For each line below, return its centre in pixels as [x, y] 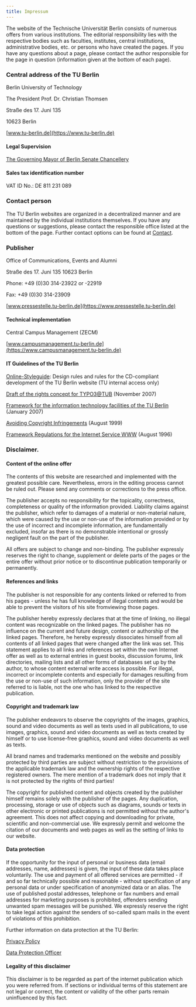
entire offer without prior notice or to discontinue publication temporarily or [97, 562]
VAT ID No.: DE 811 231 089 [39, 186]
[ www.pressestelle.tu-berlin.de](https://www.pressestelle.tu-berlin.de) [91, 306]
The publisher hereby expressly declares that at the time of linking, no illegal [98, 618]
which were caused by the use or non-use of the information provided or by [97, 519]
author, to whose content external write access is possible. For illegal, [90, 668]
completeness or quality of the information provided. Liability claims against [97, 507]
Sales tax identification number [45, 173]
